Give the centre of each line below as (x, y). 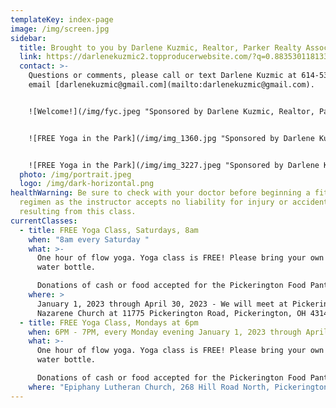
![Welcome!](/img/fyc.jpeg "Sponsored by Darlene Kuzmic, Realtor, (171, 111)
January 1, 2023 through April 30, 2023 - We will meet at (162, 304)
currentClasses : (44, 221)
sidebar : (28, 38)
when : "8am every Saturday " (89, 239)
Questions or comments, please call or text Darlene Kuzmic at (163, 76)
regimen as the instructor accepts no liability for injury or (153, 202)
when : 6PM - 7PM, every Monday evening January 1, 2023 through (165, 332)
